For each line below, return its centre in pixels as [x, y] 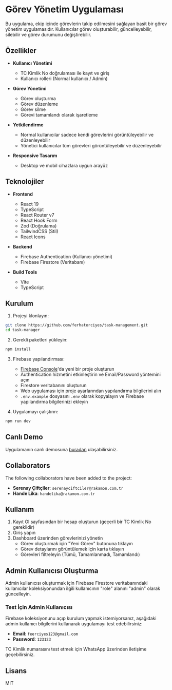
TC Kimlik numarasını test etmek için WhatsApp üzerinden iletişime [76, 649]
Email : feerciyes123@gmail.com [45, 634]
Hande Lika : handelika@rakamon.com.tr [54, 493]
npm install [18, 349]
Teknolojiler [25, 181]
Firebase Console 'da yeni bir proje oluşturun [67, 369]
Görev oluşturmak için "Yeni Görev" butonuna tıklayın [77, 544]
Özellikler [21, 51]
